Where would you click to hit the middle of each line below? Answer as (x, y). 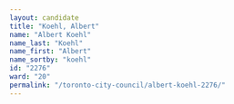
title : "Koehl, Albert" (55, 26)
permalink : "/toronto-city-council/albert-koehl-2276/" (117, 85)
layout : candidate (44, 18)
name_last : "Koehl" (46, 43)
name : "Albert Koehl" (51, 34)
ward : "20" (30, 77)
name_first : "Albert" (51, 52)
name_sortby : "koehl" (51, 60)
